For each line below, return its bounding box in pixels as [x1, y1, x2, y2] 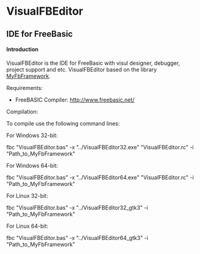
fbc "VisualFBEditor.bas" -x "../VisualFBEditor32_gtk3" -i [6, 204, 148, 211]
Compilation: [6, 108, 38, 115]
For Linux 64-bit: [6, 222, 49, 230]
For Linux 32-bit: [6, 192, 48, 200]
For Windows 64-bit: [6, 162, 59, 169]
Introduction [6, 46, 38, 53]
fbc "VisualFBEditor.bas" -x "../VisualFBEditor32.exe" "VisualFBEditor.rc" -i [6, 143, 194, 151]
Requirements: [6, 84, 43, 91]
